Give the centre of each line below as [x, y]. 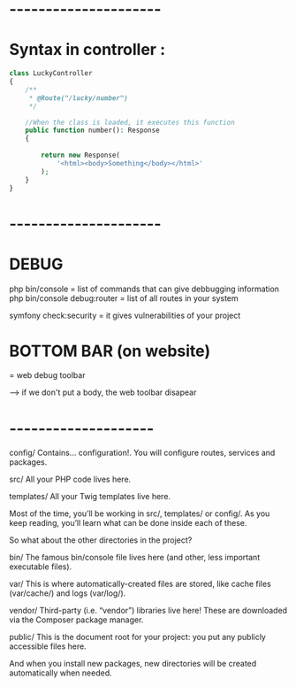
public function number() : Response [93, 131]
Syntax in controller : [87, 50]
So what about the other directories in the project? [101, 540]
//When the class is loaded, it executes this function [130, 122]
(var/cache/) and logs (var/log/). [68, 593]
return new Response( [81, 155]
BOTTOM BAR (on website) [110, 351]
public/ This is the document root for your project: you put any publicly [138, 637]
